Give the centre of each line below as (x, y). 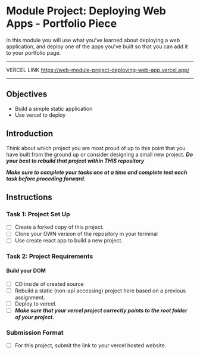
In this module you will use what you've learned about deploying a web (93, 40)
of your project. (35, 317)
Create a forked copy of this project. (59, 227)
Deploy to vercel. (36, 303)
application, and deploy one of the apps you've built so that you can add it (97, 46)
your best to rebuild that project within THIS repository (75, 161)
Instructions (29, 197)
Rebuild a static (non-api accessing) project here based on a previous (100, 291)
